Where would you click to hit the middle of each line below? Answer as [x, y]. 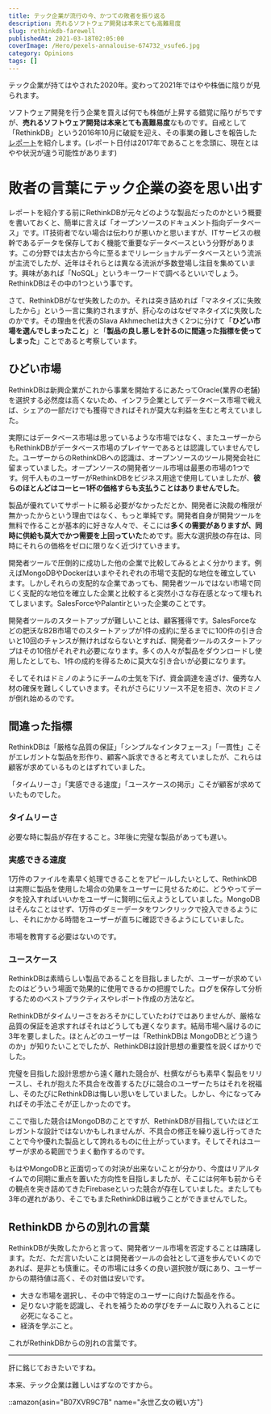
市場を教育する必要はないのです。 [65, 937]
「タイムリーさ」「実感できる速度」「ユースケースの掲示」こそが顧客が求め [132, 785]
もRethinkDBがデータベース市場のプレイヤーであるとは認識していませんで [131, 447]
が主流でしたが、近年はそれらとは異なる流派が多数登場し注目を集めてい [128, 263]
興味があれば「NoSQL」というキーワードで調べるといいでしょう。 [132, 273]
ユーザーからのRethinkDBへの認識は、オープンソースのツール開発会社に [142, 457]
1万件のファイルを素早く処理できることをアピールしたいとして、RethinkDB [133, 879]
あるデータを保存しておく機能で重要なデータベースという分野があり [135, 243]
